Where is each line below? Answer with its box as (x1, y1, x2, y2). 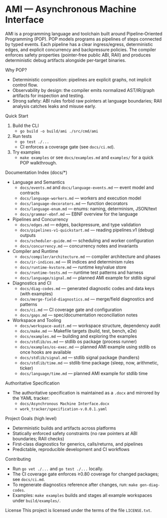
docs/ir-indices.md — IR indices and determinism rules (19, 258, 135, 264)
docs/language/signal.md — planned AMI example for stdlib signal (19, 274, 156, 280)
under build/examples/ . (12, 497, 61, 503)
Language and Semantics (12, 179, 65, 185)
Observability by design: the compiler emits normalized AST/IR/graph (12, 87, 155, 93)
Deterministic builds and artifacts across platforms (12, 425, 116, 431)
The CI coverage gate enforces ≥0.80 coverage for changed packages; (12, 471, 160, 477)
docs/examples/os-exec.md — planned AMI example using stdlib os (19, 343, 156, 349)
